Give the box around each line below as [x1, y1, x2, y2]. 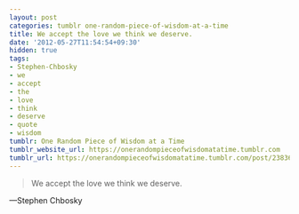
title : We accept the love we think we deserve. [9, 29, 193, 38]
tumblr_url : [9, 153, 53, 162]
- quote [9, 121, 38, 130]
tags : [9, 54, 29, 63]
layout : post [9, 12, 58, 22]
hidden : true [9, 46, 58, 55]
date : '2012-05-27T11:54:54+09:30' [9, 37, 141, 47]
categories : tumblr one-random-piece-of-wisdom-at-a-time [9, 21, 229, 30]
